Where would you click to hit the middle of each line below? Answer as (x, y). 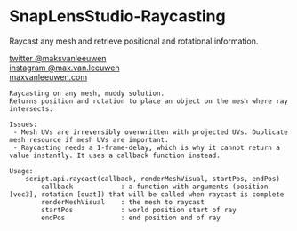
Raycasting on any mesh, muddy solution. (87, 93)
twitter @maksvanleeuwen (58, 58)
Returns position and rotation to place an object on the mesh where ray (149, 101)
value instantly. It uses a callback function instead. (115, 155)
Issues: (24, 124)
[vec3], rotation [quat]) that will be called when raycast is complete (147, 194)
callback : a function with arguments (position (155, 187)
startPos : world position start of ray (139, 210)
